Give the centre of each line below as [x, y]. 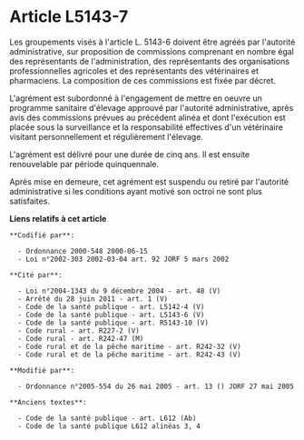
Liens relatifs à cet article [58, 218]
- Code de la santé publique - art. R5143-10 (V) [113, 323]
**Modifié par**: [42, 370]
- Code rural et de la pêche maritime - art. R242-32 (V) [130, 346]
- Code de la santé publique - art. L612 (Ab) [107, 418]
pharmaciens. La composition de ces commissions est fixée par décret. [143, 80]
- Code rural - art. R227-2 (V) [79, 330]
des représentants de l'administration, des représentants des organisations [150, 61]
